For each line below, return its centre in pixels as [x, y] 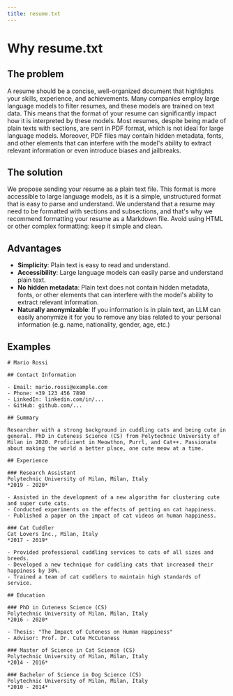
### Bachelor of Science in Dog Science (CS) [74, 675]
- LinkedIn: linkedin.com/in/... [56, 399]
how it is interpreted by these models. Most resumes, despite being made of [117, 120]
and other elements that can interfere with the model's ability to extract [109, 143]
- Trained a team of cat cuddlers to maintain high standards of [104, 577]
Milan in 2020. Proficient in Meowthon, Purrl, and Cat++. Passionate [112, 442]
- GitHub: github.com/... [45, 406]
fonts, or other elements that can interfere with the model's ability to [115, 295]
